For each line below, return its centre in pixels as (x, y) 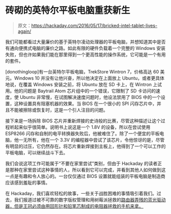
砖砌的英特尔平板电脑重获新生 (68, 10)
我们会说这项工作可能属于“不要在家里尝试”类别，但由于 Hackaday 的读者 (81, 163)
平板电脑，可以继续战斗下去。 (36, 152)
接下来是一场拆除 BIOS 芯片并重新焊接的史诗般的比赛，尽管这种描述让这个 (83, 121)
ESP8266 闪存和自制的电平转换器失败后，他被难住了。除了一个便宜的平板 (82, 133)
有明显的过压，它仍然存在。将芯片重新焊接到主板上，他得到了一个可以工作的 (85, 146)
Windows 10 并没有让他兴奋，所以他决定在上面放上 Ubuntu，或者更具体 (89, 78)
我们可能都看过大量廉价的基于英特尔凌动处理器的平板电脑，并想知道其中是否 (85, 42)
